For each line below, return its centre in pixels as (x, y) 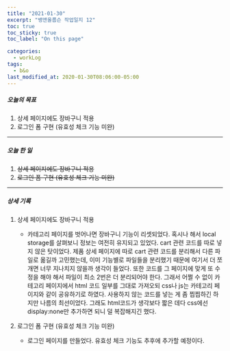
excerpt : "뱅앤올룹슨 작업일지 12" (51, 20)
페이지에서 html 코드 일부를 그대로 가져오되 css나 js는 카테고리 (129, 286)
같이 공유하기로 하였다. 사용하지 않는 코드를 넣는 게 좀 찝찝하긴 (129, 294)
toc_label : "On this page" (46, 39)
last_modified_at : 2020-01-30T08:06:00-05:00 (73, 77)
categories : (24, 52)
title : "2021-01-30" (37, 13)
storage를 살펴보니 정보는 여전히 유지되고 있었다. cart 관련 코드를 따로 (121, 243)
